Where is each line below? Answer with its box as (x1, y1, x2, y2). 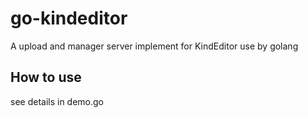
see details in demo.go (10, 95, 105, 107)
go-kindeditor (10, 7, 128, 30)
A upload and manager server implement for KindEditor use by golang (10, 40, 299, 52)
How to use (10, 69, 82, 86)
